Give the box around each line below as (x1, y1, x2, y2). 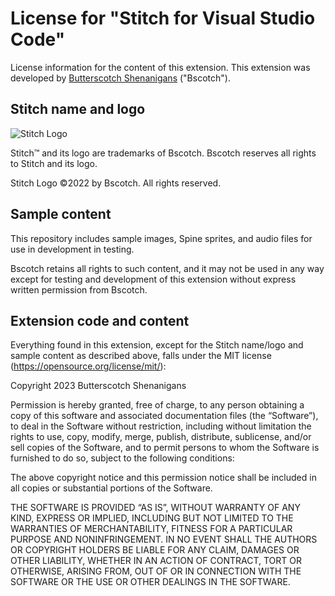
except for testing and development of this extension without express (10, 273, 297, 285)
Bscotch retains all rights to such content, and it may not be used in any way (10, 262, 325, 274)
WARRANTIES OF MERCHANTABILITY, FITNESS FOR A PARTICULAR (10, 523, 293, 535)
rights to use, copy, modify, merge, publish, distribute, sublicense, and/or (10, 431, 312, 443)
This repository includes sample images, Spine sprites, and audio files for (10, 232, 313, 244)
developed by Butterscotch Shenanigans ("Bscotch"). (10, 72, 231, 84)
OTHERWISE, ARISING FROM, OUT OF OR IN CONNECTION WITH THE (10, 565, 302, 577)
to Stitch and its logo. (10, 157, 98, 169)
